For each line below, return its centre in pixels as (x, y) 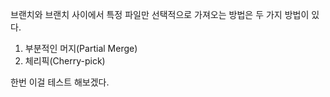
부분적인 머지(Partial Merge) (81, 48)
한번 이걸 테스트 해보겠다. (60, 82)
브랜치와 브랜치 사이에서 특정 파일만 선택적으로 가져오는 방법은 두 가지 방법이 (160, 14)
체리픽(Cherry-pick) (65, 61)
